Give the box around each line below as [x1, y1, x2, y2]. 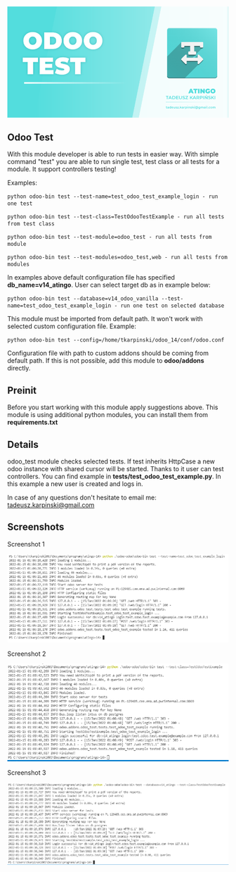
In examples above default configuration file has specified [7, 273, 176, 282]
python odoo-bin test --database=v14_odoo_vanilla [7, 295, 159, 302]
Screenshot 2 [7, 649, 46, 658]
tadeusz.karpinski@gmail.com [7, 501, 95, 509]
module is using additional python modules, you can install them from [7, 411, 209, 419]
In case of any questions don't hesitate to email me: [7, 493, 157, 502]
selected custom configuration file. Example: [7, 322, 137, 330]
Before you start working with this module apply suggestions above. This [7, 403, 218, 411]
